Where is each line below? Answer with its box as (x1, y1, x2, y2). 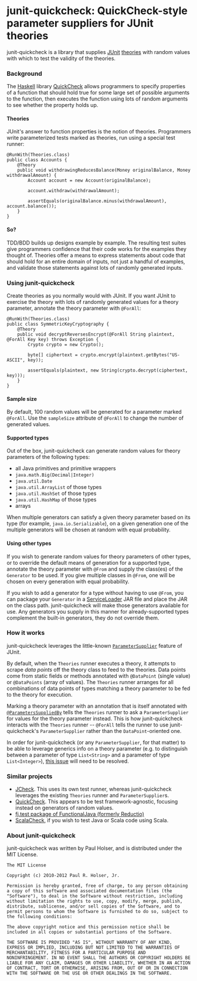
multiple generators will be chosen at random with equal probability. (6, 526, 171, 533)
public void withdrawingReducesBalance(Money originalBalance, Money (17, 168, 191, 173)
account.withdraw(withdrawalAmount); (28, 188, 120, 194)
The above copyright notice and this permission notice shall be (6, 924, 169, 930)
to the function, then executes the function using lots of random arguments (6, 95, 188, 102)
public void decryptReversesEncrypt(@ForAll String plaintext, (17, 331, 175, 337)
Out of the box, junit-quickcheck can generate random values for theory (6, 447, 181, 454)
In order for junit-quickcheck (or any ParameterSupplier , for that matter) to (6, 739, 186, 746)
